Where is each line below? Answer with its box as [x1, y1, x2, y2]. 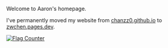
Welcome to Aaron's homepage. [6, 5, 86, 12]
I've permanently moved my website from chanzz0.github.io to [6, 17, 162, 23]
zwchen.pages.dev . [6, 23, 56, 30]
